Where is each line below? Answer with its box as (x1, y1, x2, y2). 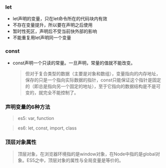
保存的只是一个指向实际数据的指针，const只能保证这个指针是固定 (25, 77, 161, 83)
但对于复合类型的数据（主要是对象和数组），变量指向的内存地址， (25, 70, 161, 76)
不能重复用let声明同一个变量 (12, 34, 71, 41)
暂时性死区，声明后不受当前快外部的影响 (12, 28, 97, 34)
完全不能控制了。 (43, 90, 79, 96)
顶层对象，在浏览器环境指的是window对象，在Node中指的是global (17, 151, 156, 157)
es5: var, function (17, 115, 55, 121)
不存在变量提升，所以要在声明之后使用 (12, 22, 93, 28)
